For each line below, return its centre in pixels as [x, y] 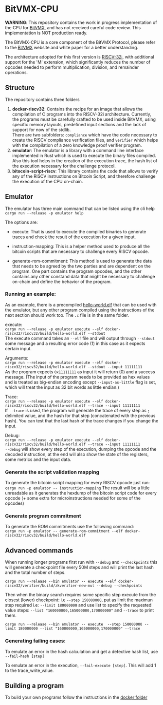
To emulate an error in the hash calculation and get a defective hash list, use [81, 651]
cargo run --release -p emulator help [44, 213]
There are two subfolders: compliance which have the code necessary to [84, 134]
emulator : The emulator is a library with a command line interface [78, 150]
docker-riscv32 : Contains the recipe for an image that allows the [77, 109]
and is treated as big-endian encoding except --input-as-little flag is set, [81, 382]
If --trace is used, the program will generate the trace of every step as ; [77, 410]
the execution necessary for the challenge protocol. [64, 166]
